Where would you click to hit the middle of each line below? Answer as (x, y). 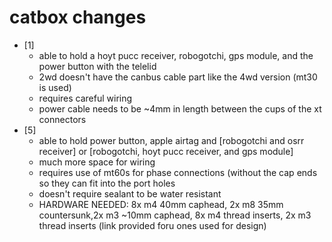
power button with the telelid (97, 66)
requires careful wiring (85, 98)
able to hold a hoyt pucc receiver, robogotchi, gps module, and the (176, 55)
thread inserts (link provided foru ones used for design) (152, 225)
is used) (55, 87)
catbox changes (78, 17)
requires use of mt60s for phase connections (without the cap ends (178, 172)
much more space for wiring (97, 162)
